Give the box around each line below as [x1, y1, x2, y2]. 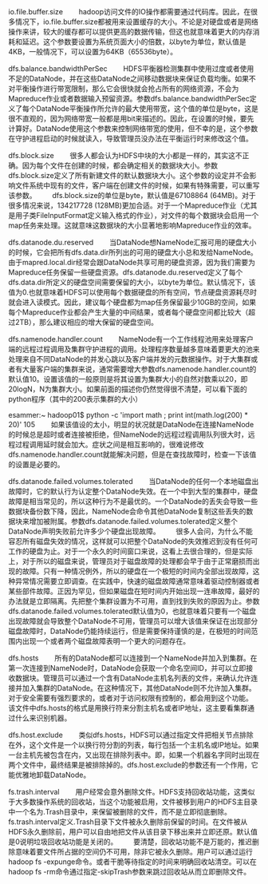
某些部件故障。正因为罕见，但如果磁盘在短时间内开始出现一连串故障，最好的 [8, 586, 260, 596]
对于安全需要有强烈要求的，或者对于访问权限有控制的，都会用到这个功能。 [8, 693, 253, 703]
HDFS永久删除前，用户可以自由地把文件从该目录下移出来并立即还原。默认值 [8, 827, 258, 836]
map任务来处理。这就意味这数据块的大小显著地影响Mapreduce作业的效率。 [8, 220, 256, 230]
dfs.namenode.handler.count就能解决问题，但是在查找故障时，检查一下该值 [8, 450, 257, 459]
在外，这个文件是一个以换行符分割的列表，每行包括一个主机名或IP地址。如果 [8, 740, 259, 749]
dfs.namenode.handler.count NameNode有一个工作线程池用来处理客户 [8, 335, 254, 343]
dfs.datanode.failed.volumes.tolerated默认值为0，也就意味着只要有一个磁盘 [8, 606, 257, 616]
